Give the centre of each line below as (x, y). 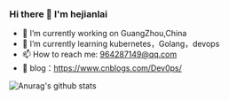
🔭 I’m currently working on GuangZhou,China (104, 34)
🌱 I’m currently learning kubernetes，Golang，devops (121, 44)
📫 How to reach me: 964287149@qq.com (99, 54)
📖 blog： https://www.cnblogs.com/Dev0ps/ (102, 68)
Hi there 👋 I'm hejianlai (59, 14)
